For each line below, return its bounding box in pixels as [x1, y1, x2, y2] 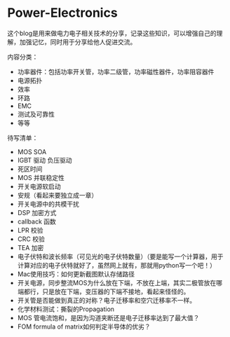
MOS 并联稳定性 [17, 173, 65, 181]
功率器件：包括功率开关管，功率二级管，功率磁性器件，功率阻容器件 [17, 67, 215, 76]
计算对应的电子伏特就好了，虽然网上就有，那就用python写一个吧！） [17, 261, 216, 269]
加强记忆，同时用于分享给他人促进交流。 [19, 37, 137, 46]
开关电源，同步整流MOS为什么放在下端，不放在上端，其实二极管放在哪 [17, 278, 223, 287]
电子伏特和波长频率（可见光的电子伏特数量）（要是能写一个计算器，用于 [17, 252, 224, 261]
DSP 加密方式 [17, 208, 57, 216]
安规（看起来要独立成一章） [17, 191, 98, 199]
